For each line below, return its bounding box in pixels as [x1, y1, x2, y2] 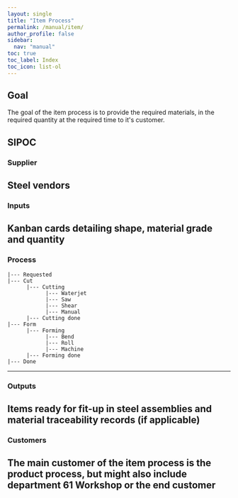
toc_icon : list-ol [7, 63, 62, 70]
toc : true [7, 50, 37, 57]
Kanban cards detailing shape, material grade [7, 223, 213, 235]
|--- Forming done [25, 352, 81, 359]
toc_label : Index [7, 57, 59, 64]
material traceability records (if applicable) [7, 414, 200, 426]
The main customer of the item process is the [7, 457, 212, 469]
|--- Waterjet [45, 289, 87, 297]
